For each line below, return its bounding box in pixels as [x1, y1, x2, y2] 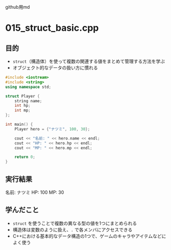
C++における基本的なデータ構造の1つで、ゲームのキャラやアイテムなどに [12, 233, 166, 239]
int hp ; [14, 103, 31, 108]
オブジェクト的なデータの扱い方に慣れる [12, 65, 98, 71]
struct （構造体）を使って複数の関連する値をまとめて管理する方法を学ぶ [12, 58, 165, 64]
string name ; [14, 98, 42, 103]
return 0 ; [14, 154, 36, 160]
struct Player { [5, 94, 40, 99]
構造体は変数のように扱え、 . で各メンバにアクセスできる [12, 226, 133, 233]
